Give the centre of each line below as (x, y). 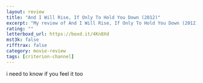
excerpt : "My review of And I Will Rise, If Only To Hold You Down (93, 23)
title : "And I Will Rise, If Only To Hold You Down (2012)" (84, 17)
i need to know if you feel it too (45, 73)
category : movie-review (36, 51)
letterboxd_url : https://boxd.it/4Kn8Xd (58, 34)
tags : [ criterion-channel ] (40, 57)
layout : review (25, 12)
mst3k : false (23, 40)
